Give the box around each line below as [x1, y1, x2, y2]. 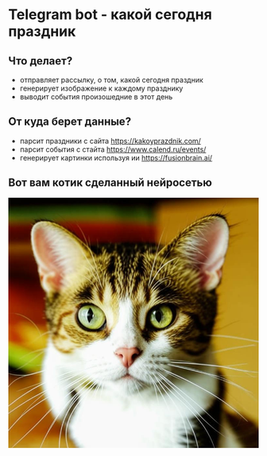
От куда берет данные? [8, 115, 132, 129]
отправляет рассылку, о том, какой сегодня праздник [19, 75, 204, 84]
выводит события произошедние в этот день [19, 92, 173, 101]
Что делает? [8, 54, 73, 68]
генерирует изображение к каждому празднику [19, 83, 184, 93]
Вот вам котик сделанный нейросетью [8, 176, 212, 190]
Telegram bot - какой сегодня [8, 6, 212, 24]
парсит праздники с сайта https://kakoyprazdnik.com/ [19, 136, 201, 145]
